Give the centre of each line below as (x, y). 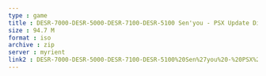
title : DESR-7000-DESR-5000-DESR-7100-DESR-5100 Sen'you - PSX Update (129, 23)
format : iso (30, 38)
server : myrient (37, 52)
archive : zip (32, 45)
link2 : (21, 60)
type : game (28, 15)
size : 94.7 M (32, 30)
